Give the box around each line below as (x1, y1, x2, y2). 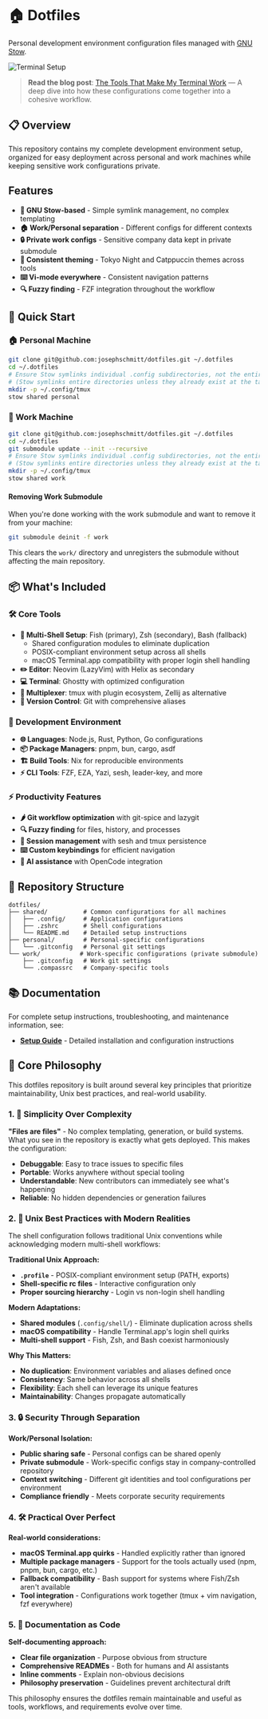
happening (19, 1185, 56, 1194)
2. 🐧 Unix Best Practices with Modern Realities (8, 1213, 191, 1224)
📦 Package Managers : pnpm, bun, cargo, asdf (19, 743, 175, 753)
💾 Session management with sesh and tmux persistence (19, 836, 207, 846)
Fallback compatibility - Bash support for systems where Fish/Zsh (19, 1574, 240, 1583)
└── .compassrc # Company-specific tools (22, 964, 170, 972)
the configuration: (8, 1143, 67, 1154)
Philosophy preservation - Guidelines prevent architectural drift (19, 1678, 231, 1688)
